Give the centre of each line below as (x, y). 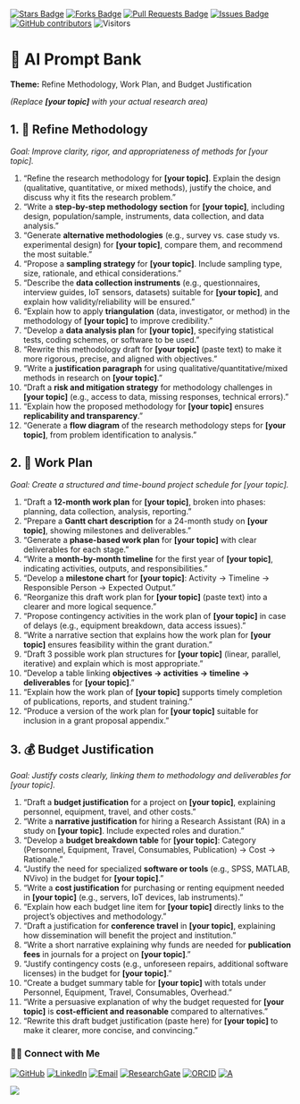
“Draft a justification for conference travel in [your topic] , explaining (149, 926)
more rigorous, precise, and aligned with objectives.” (120, 359)
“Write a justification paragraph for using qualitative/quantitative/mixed (155, 368)
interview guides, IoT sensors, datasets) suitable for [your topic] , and (151, 292)
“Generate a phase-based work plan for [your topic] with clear (140, 539)
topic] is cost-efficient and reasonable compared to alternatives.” (146, 1012)
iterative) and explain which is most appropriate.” (113, 663)
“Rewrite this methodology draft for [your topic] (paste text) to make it (152, 349)
